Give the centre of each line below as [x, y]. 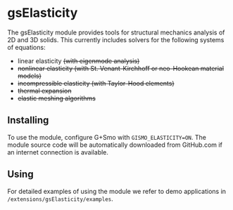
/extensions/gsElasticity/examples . [61, 199]
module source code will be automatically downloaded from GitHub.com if [115, 145]
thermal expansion [44, 91]
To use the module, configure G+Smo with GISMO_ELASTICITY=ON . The [107, 137]
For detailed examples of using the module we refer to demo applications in [117, 191]
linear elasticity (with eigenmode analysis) [78, 60]
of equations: [26, 47]
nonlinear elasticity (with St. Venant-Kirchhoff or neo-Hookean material [120, 68]
